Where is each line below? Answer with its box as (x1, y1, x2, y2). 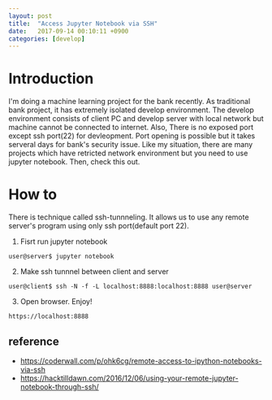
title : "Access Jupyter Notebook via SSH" (8, 20, 158, 28)
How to (8, 185, 58, 204)
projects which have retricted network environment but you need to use (8, 148, 248, 159)
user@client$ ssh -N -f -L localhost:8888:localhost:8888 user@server (8, 282, 253, 291)
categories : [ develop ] (8, 34, 85, 43)
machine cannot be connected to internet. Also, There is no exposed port (8, 123, 254, 133)
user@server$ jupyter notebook (8, 253, 114, 261)
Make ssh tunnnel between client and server (19, 267, 169, 276)
